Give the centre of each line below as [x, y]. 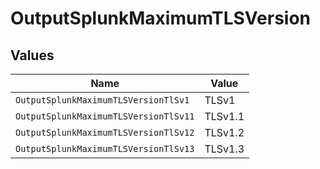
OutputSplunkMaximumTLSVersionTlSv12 [105, 132]
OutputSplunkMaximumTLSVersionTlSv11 [105, 116]
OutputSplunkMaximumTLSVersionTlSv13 [105, 148]
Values [32, 55]
